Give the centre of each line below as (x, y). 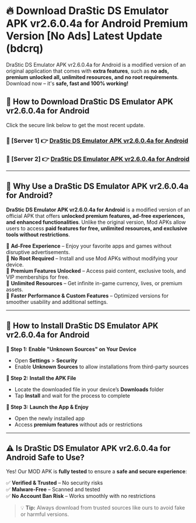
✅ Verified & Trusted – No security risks (55, 483)
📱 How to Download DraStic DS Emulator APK (90, 102)
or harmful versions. (44, 514)
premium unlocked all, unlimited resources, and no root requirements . (92, 77)
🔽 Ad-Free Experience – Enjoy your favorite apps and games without (89, 246)
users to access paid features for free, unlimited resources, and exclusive (97, 228)
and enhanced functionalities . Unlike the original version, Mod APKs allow (96, 222)
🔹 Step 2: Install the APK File (41, 378)
